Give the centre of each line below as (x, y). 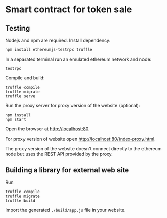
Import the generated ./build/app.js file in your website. (66, 210)
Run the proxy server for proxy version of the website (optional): (73, 106)
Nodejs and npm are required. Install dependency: (58, 40)
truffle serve (20, 96)
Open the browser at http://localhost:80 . (48, 129)
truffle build (20, 200)
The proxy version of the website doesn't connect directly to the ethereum (83, 148)
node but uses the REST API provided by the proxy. (59, 154)
